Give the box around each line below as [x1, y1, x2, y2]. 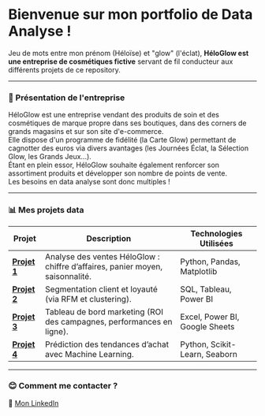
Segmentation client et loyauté [44, 284, 158, 295]
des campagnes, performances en [44, 316, 173, 327]
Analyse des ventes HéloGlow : [44, 251, 160, 262]
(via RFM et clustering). [44, 293, 132, 304]
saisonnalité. [44, 270, 92, 281]
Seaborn [205, 348, 238, 359]
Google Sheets [180, 321, 235, 332]
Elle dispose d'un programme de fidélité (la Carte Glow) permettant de [8, 136, 237, 145]
